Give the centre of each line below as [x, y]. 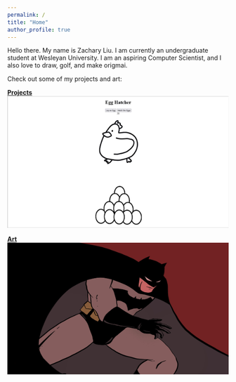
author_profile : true [39, 29]
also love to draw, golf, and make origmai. [67, 65]
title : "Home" [28, 22]
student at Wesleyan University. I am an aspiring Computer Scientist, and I [114, 58]
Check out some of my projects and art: [65, 79]
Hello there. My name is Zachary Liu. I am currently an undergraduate [108, 51]
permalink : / [26, 15]
